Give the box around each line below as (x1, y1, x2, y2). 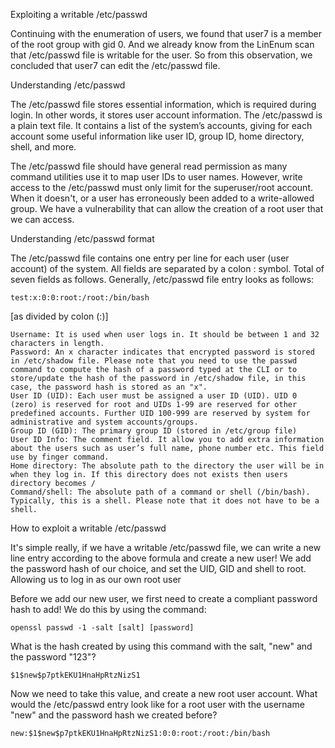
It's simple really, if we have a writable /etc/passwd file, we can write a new (10, 542, 322, 553)
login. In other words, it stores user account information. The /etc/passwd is (10, 109, 323, 121)
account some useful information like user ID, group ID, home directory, (10, 130, 305, 142)
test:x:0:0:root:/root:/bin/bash (10, 293, 150, 303)
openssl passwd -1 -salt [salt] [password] (10, 623, 195, 633)
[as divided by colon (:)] (10, 310, 109, 322)
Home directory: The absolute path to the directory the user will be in (10, 461, 325, 471)
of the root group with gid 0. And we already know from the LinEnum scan (10, 39, 315, 50)
